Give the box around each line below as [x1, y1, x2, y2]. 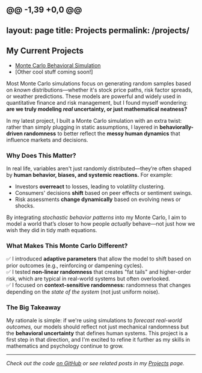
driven [6, 129, 23, 137]
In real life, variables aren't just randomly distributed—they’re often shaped [6, 165, 192, 172]
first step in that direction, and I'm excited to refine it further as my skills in [6, 336, 191, 344]
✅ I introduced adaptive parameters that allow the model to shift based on [6, 255, 191, 262]
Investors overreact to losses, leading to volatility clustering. [14, 183, 165, 190]
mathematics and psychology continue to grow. [6, 342, 124, 350]
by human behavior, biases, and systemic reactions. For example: [6, 171, 173, 178]
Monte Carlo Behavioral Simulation [14, 61, 101, 69]
